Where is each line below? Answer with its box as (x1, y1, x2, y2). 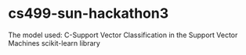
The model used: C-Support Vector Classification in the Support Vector (8, 30, 238, 40)
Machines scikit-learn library (8, 38, 100, 47)
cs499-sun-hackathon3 (8, 5, 169, 22)
